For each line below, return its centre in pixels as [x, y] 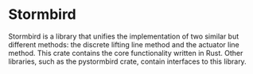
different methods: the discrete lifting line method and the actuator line [124, 44]
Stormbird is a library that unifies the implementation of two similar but [124, 36]
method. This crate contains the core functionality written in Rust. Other [126, 53]
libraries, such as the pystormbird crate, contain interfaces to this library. [127, 61]
